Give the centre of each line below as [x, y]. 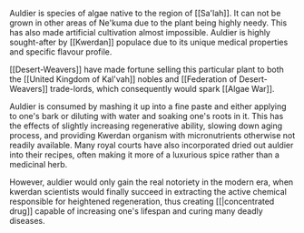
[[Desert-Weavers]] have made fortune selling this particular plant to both [147, 69]
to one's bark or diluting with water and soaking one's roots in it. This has [147, 116]
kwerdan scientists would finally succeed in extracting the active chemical [148, 192]
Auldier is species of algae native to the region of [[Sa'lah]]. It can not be [145, 13]
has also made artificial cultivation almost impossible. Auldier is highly [140, 32]
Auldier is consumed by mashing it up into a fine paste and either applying [148, 106]
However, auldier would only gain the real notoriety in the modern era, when [152, 182]
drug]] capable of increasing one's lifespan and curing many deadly [136, 211]
